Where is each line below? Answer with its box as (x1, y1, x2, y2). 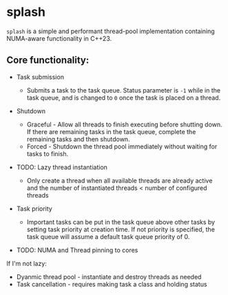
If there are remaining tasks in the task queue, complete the (26, 127, 196, 135)
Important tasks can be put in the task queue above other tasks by (26, 218, 215, 226)
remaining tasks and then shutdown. (26, 135, 130, 143)
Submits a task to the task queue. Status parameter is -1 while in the (26, 86, 221, 94)
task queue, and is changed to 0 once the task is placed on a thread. (26, 93, 221, 102)
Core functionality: (6, 55, 90, 66)
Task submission (16, 73, 65, 81)
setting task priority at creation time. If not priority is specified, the (26, 225, 215, 234)
